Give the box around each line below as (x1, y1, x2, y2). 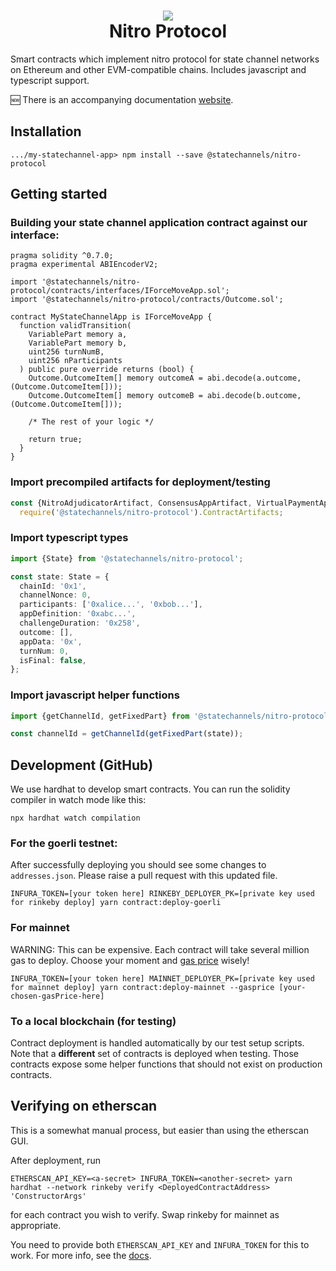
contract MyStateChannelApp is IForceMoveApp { (10, 312, 213, 322)
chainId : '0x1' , (19, 581, 87, 591)
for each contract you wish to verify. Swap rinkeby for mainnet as (10, 1208, 280, 1220)
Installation (10, 123, 82, 140)
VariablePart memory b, (28, 338, 128, 349)
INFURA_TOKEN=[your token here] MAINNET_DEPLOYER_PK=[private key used (10, 973, 315, 984)
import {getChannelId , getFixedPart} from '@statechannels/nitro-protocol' (10, 711, 333, 721)
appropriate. (10, 1219, 62, 1231)
